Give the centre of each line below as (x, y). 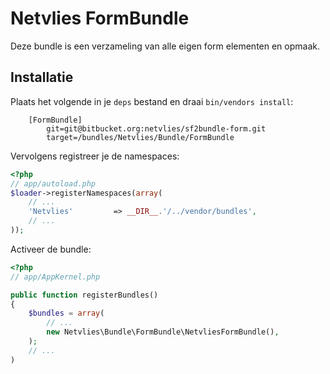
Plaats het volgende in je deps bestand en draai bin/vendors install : (152, 101)
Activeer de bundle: (51, 249)
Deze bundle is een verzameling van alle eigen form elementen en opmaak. (165, 46)
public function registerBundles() (84, 295)
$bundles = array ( (66, 313)
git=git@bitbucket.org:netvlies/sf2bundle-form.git (156, 128)
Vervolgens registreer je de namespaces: (95, 156)
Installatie (42, 77)
